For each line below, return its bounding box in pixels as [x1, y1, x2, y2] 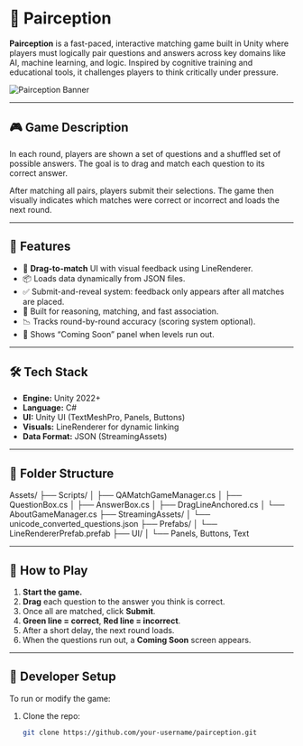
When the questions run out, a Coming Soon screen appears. [22, 635, 252, 645]
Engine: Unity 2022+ [22, 392, 101, 404]
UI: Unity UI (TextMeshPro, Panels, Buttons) [22, 412, 186, 423]
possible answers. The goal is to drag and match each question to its [9, 158, 265, 169]
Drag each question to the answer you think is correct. [22, 596, 225, 607]
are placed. [22, 296, 65, 307]
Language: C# [22, 402, 78, 413]
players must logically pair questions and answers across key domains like [9, 47, 286, 58]
